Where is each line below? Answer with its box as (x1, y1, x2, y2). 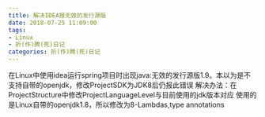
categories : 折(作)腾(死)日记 (8, 48, 100, 56)
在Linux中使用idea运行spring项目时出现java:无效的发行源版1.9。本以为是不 (8, 71, 252, 79)
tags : (8, 26, 26, 34)
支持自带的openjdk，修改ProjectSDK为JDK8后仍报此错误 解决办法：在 (8, 80, 237, 90)
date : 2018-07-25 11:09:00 (8, 19, 97, 27)
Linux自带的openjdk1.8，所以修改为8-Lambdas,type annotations (14, 100, 225, 109)
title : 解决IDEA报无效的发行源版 (8, 11, 107, 20)
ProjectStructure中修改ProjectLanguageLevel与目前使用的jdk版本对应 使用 (8, 90, 251, 99)
